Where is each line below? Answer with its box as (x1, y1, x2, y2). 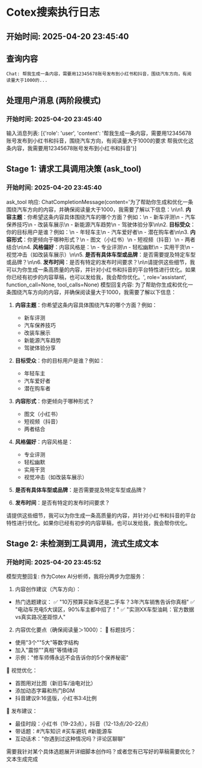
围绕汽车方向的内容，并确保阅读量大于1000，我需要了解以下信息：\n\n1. (6, 206, 185, 213)
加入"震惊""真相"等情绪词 (14, 647, 78, 654)
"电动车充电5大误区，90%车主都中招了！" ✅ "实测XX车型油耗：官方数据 (14, 606, 194, 613)
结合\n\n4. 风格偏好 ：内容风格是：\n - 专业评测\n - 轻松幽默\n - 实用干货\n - (6, 243, 194, 250)
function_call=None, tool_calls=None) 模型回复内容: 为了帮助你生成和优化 (6, 281, 188, 288)
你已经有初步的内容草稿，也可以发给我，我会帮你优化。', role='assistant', (6, 273, 187, 280)
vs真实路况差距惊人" (14, 613, 66, 621)
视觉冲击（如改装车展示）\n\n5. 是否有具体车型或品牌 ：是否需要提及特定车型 (6, 251, 196, 258)
